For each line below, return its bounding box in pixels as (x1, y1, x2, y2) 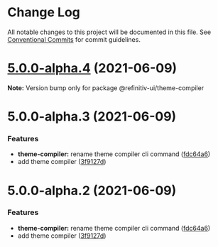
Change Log (7, 4, 80, 21)
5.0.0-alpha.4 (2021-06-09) (7, 60, 178, 77)
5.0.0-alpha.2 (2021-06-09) (7, 182, 177, 199)
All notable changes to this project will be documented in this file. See (7, 28, 212, 36)
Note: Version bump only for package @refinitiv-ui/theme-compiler (7, 83, 205, 92)
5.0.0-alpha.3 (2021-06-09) (7, 109, 177, 125)
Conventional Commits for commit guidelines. (7, 35, 141, 43)
